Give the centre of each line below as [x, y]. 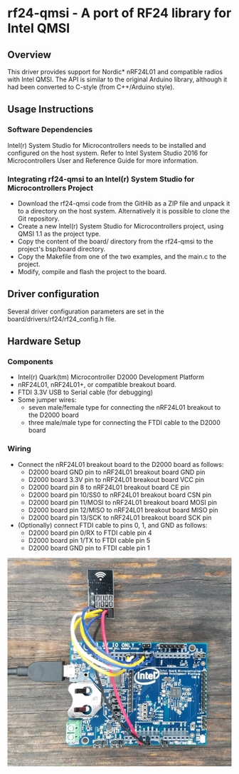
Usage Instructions [51, 110]
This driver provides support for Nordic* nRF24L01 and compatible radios [115, 72]
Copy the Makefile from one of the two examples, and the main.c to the [122, 256]
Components [30, 362]
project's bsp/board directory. [62, 248]
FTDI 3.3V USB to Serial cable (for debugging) [85, 392]
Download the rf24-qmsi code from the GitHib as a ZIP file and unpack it [124, 203]
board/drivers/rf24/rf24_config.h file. [62, 318]
